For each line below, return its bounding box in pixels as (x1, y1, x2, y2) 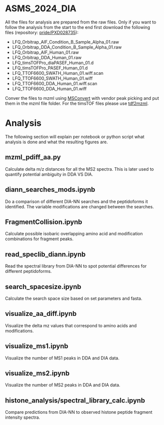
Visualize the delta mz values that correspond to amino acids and (5, 322, 137, 328)
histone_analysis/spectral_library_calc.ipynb (5, 396, 145, 404)
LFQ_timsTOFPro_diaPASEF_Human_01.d (12, 60, 94, 66)
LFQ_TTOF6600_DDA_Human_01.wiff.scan (12, 80, 97, 86)
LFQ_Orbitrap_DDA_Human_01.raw (12, 54, 82, 60)
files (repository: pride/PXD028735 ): (5, 29, 79, 35)
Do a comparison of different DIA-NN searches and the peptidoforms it (5, 199, 148, 204)
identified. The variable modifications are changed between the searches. (5, 203, 154, 209)
